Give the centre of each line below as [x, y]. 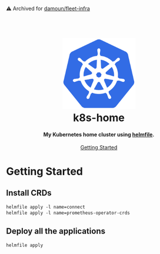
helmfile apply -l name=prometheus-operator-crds [68, 213]
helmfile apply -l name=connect [46, 207]
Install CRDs [29, 193]
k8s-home [99, 118]
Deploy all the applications [56, 231]
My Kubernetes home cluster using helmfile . [99, 134]
